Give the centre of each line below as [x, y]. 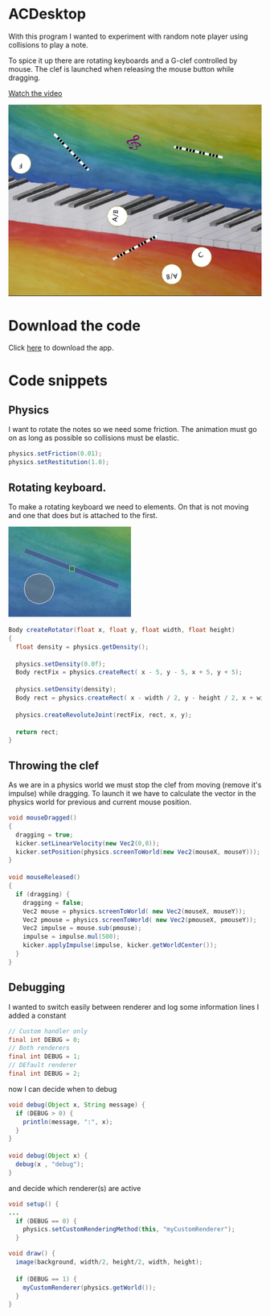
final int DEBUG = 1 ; [45, 1057]
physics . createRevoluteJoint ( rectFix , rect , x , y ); [104, 715]
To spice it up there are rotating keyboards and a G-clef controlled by [123, 60]
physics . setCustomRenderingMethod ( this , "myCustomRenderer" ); [129, 1230]
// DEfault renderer [43, 1065]
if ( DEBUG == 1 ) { [47, 1279]
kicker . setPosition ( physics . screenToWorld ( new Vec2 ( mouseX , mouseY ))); [138, 852]
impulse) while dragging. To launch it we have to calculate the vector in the [132, 794]
